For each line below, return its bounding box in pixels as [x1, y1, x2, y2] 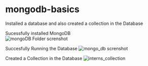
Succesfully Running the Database [5, 45, 78, 51]
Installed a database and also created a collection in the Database [5, 20, 143, 26]
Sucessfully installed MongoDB [5, 30, 71, 36]
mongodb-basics [5, 4, 80, 15]
